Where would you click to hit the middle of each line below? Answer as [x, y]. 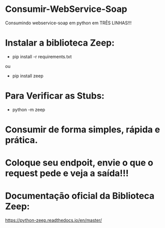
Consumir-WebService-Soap [66, 9]
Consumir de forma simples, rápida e [82, 129]
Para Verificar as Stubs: [55, 96]
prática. [22, 140]
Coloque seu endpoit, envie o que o [79, 163]
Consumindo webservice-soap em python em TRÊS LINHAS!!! [68, 23]
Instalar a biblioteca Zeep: [60, 43]
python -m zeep [29, 110]
